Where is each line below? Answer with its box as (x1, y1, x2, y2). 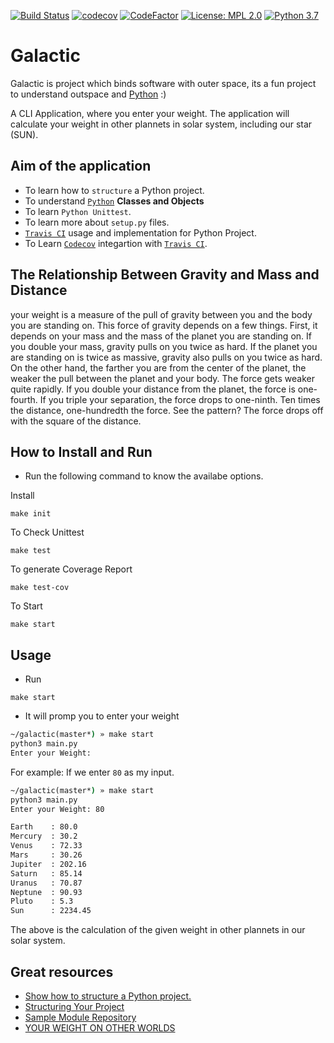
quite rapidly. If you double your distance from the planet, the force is (10, 383, 296, 395)
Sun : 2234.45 (10, 906, 92, 916)
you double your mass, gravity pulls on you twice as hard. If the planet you (10, 340, 318, 352)
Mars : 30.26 (10, 850, 83, 860)
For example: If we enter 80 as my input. (10, 766, 175, 778)
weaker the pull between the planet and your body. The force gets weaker (10, 372, 315, 384)
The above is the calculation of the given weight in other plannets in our (10, 924, 306, 936)
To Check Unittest (10, 526, 85, 539)
